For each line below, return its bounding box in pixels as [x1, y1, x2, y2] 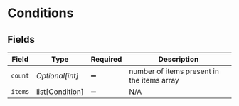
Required [90, 55, 122, 64]
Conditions [7, 5, 74, 21]
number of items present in [129, 66, 219, 76]
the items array [129, 75, 179, 85]
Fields [7, 33, 36, 46]
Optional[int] [36, 71, 79, 80]
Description [158, 55, 199, 64]
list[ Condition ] [36, 87, 84, 97]
